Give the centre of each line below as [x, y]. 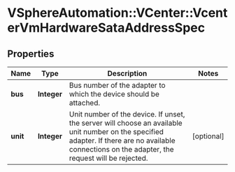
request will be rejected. [108, 158]
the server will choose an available [126, 123]
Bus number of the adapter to [117, 85]
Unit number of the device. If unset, [127, 114]
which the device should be [114, 94]
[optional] [208, 136]
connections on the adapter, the [121, 149]
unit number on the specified [116, 132]
